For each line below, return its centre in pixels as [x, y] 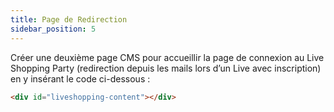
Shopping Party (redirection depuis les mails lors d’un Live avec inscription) [166, 68]
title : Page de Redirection [69, 19]
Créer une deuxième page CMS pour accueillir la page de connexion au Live [167, 57]
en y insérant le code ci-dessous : [80, 78]
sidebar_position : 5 [53, 29]
